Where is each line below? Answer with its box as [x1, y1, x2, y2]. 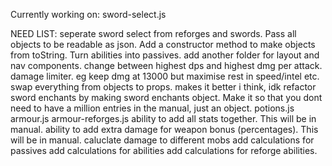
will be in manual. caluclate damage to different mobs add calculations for [10, 134, 315, 146]
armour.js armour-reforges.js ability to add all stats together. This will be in [10, 113, 317, 124]
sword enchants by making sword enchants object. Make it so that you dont [10, 92, 323, 103]
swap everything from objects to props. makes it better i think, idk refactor [10, 81, 317, 93]
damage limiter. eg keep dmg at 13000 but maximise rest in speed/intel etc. [10, 70, 320, 82]
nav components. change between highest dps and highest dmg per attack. [10, 60, 323, 71]
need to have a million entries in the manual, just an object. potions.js [10, 102, 295, 114]
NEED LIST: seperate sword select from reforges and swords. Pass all [10, 28, 297, 39]
